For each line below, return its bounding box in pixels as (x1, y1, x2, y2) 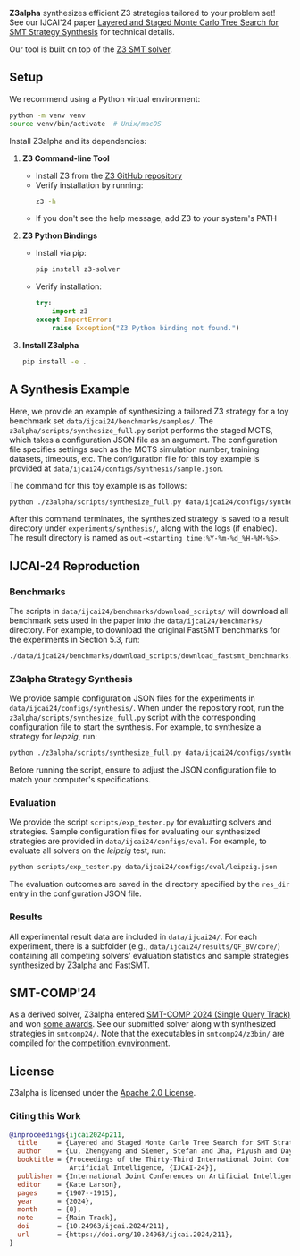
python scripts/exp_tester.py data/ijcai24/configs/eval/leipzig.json (9, 863, 278, 872)
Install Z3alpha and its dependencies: (9, 135, 147, 146)
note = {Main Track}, (17, 1213, 118, 1223)
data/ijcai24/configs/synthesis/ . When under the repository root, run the (9, 703, 285, 713)
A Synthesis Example (9, 382, 130, 397)
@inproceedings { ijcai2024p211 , (9, 1130, 126, 1140)
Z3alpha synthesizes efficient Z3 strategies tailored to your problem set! (9, 8, 276, 18)
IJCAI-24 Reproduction (9, 559, 141, 574)
